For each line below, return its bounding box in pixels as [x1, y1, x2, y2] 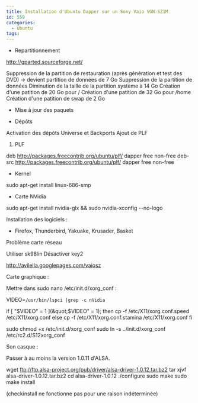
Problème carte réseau [6, 239, 62, 246]
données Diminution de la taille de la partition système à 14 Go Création [6, 82, 181, 89]
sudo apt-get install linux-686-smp [6, 182, 92, 189]
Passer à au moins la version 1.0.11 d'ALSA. [6, 354, 110, 362]
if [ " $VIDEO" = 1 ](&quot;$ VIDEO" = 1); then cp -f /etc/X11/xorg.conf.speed [6, 308, 190, 315]
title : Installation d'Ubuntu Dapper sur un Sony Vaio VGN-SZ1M [6, 8, 168, 15]
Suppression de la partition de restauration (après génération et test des [6, 70, 183, 77]
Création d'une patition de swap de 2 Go [6, 95, 106, 102]
